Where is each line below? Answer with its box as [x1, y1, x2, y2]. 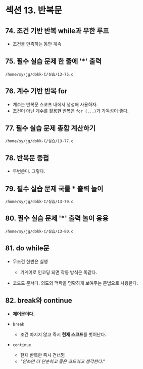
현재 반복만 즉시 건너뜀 [20, 352, 65, 358]
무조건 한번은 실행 [12, 258, 48, 264]
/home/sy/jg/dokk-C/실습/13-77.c [5, 139, 74, 144]
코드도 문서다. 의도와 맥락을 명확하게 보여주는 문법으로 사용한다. [12, 280, 138, 286]
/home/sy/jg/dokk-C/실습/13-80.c [5, 229, 74, 234]
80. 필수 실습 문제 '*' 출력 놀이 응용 [5, 214, 109, 223]
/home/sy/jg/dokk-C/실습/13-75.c [5, 72, 74, 77]
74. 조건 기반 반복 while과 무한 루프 [5, 26, 110, 35]
